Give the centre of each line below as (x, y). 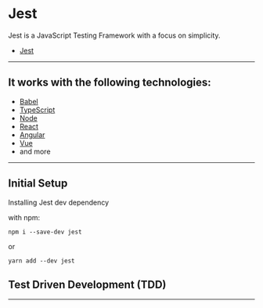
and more (35, 151)
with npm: (24, 217)
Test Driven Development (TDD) (87, 284)
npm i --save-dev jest (45, 232)
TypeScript (37, 110)
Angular (32, 135)
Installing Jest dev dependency (59, 202)
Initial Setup (38, 184)
